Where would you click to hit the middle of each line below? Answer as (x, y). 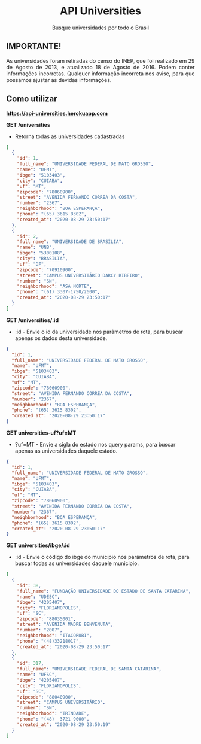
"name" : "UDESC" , (39, 597)
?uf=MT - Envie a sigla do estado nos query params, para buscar (95, 445)
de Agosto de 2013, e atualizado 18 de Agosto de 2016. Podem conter (100, 67)
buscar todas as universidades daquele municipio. (77, 563)
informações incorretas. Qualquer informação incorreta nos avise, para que (100, 74)
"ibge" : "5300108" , (41, 253)
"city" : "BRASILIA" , (42, 259)
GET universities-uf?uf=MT (41, 433)
